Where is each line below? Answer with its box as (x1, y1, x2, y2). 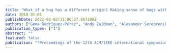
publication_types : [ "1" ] (5, 26, 60, 31)
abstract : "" (5, 31, 33, 36)
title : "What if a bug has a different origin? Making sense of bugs (5, 7, 156, 13)
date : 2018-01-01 (5, 12, 42, 17)
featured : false (5, 36, 40, 41)
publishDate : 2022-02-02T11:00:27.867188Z (5, 17, 97, 22)
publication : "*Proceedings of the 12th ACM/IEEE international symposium (5, 40, 167, 45)
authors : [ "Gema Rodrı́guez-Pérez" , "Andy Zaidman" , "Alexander (5, 21, 142, 27)
